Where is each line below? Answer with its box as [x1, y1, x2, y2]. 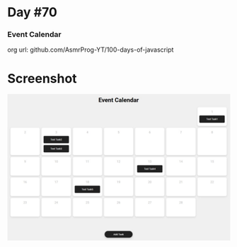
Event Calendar [7, 30, 62, 40]
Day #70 [7, 4, 58, 21]
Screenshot [7, 70, 77, 86]
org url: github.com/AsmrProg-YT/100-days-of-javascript [7, 45, 174, 54]
